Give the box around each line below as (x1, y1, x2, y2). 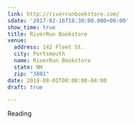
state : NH (14, 64, 43, 71)
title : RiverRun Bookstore (7, 30, 88, 38)
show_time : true (7, 24, 56, 31)
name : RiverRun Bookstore (14, 57, 91, 64)
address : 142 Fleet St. (14, 44, 84, 51)
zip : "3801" (14, 70, 50, 77)
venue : (7, 37, 27, 44)
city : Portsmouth (14, 51, 66, 58)
